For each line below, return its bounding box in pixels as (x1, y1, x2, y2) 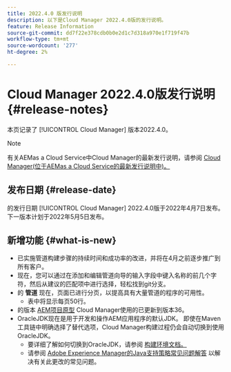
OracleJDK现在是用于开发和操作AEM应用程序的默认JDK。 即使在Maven (17, 315, 221, 323)
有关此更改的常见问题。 (33, 358, 101, 366)
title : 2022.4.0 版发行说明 (7, 10, 83, 17)
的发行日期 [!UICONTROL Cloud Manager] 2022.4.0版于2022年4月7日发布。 (7, 204, 224, 212)
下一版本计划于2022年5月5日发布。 (7, 212, 108, 221)
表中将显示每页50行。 (27, 297, 90, 306)
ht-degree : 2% (7, 49, 48, 56)
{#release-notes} (7, 101, 109, 117)
